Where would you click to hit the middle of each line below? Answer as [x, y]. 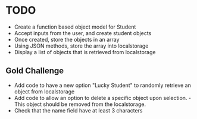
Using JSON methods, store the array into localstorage [81, 46]
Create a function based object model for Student [75, 27]
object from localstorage [44, 91]
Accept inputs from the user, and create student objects [83, 33]
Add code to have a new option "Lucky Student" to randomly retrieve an [102, 85]
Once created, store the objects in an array [67, 39]
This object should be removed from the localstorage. [80, 104]
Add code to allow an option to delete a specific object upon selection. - [103, 98]
